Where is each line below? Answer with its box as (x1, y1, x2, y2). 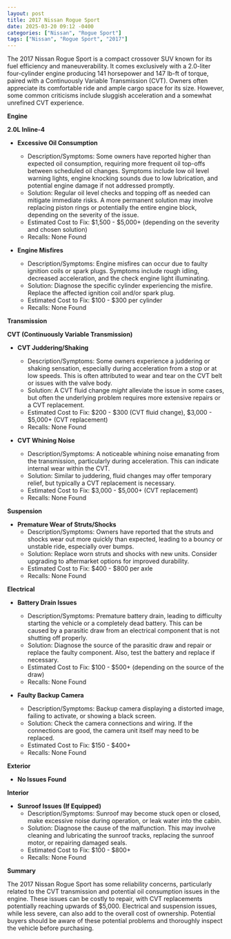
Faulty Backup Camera (17, 691, 84, 700)
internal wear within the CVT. (27, 464, 110, 473)
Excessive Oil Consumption (17, 139, 98, 147)
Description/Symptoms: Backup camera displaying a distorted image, (27, 704, 225, 713)
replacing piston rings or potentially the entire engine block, (27, 204, 197, 212)
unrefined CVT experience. (7, 99, 84, 107)
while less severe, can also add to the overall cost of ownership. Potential (7, 909, 216, 918)
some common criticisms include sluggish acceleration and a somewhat (7, 91, 212, 100)
